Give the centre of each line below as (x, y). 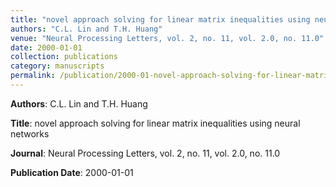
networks (30, 133)
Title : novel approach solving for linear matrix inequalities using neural (155, 123)
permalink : (33, 76)
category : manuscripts (57, 66)
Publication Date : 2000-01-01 (72, 172)
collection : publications (64, 57)
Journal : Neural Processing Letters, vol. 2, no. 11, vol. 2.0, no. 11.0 (145, 153)
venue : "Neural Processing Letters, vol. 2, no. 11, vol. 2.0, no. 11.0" (167, 38)
